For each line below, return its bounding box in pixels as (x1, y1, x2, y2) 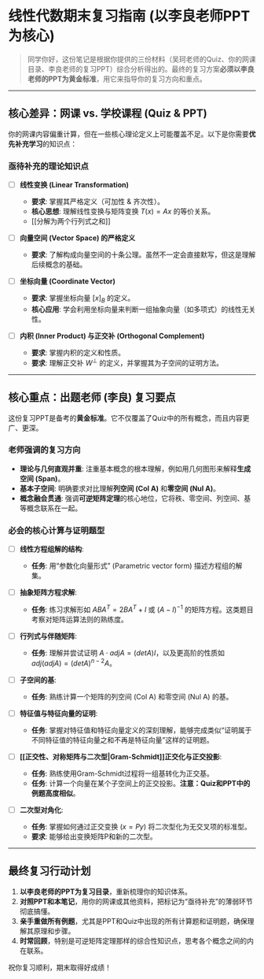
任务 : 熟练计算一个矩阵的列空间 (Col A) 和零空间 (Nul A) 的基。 (31, 692, 233, 701)
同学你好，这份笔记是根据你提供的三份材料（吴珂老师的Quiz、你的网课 (27, 54, 256, 64)
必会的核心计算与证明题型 (8, 525, 105, 536)
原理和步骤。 (33, 926, 75, 936)
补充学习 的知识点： (14, 139, 77, 148)
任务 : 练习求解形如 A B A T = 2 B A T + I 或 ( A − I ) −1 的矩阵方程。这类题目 (31, 603, 254, 614)
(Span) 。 (35, 473, 65, 483)
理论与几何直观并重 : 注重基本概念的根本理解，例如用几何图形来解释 (19, 464, 237, 473)
